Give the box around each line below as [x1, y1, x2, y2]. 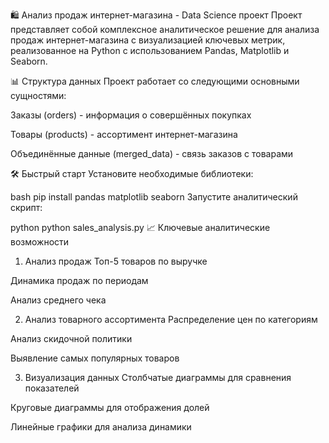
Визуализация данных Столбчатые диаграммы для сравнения [24, 372, 292, 383]
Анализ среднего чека [10, 294, 107, 306]
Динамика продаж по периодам [10, 275, 149, 286]
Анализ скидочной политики [10, 333, 133, 344]
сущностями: [10, 90, 67, 101]
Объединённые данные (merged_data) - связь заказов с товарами [10, 148, 294, 159]
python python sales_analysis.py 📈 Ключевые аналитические [10, 222, 271, 233]
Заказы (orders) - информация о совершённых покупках [10, 109, 252, 121]
